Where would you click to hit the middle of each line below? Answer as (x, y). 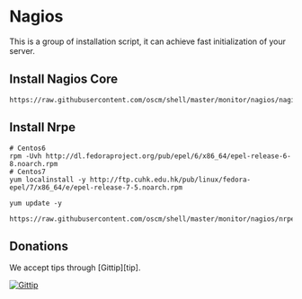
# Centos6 (28, 148)
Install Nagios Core (64, 79)
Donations (39, 246)
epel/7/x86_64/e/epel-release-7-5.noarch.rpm (96, 187)
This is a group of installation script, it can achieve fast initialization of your (147, 41)
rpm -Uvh (26, 156)
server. (22, 50)
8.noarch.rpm (34, 163)
